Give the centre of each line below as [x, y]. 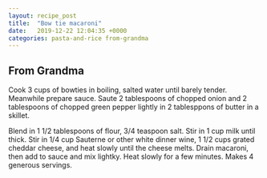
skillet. [19, 115]
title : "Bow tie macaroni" [55, 23]
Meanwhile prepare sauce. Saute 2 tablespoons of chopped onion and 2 [127, 99]
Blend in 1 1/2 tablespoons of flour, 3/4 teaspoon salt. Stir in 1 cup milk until [132, 131]
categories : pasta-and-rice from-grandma [79, 38]
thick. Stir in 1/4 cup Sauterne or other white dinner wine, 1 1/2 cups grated [131, 140]
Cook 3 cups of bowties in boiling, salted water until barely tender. [118, 90]
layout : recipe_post [43, 16]
